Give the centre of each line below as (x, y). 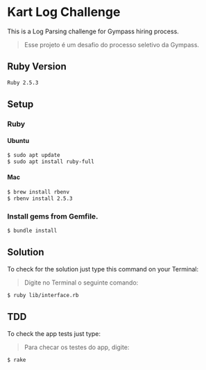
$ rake (17, 360)
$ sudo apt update (34, 155)
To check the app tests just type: (54, 333)
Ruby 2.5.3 (23, 83)
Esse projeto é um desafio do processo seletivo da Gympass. (112, 44)
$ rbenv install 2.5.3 (40, 199)
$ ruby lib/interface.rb (43, 295)
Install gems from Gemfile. (53, 216)
